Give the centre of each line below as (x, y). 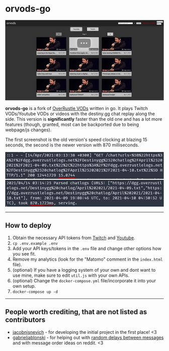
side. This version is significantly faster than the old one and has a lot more (84, 119)
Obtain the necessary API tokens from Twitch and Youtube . (74, 237)
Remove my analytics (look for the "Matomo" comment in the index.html (88, 259)
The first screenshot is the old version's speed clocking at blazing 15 (76, 139)
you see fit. (24, 254)
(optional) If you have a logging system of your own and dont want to (84, 270)
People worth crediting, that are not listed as (76, 312)
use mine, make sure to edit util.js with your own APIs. (71, 275)
